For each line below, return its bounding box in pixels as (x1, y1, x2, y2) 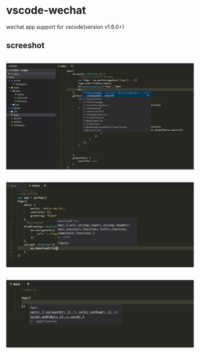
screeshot (6, 40, 45, 51)
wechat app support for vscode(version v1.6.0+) (6, 23, 124, 30)
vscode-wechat (6, 4, 86, 17)
